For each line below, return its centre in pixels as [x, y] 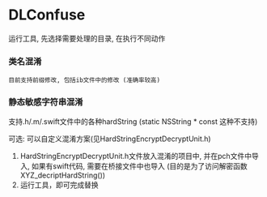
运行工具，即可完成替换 [59, 185]
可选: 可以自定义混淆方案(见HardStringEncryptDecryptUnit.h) [110, 139]
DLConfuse [47, 15]
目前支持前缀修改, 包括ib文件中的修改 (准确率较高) [84, 80]
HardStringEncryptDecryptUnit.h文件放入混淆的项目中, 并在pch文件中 [136, 156]
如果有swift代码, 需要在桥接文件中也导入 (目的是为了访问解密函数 [140, 166]
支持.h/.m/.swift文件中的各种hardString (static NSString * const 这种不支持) [133, 121]
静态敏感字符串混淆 [46, 102]
